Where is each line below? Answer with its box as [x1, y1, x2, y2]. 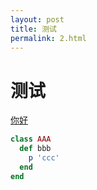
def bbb [19, 144, 52, 154]
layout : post [10, 14, 65, 25]
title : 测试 [10, 24, 57, 34]
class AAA [10, 134, 52, 145]
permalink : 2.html [10, 33, 87, 43]
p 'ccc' [28, 153, 60, 163]
